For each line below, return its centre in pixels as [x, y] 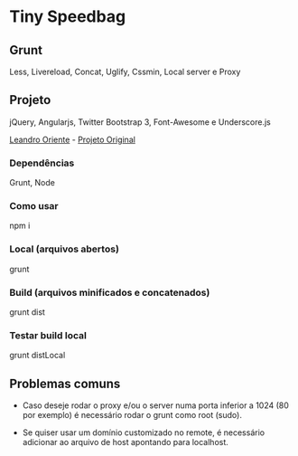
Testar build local [48, 335]
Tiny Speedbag [68, 17]
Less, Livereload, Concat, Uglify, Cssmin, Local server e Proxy [125, 71]
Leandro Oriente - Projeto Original [72, 139]
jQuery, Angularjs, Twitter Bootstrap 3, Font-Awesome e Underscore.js [140, 122]
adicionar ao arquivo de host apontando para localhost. [125, 442]
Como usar [34, 206]
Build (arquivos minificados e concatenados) [110, 292]
